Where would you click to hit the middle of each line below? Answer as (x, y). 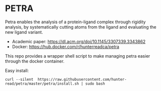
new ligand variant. (24, 32)
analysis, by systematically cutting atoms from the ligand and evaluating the (81, 27)
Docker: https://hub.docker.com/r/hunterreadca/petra (66, 46)
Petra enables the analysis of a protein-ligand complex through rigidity (75, 22)
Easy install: (17, 70)
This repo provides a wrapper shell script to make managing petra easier (78, 56)
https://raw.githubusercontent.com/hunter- (82, 79)
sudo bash (95, 83)
